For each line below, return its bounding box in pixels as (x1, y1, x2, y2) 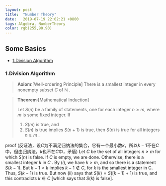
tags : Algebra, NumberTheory (5, 21, 66, 26)
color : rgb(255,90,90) (5, 26, 52, 31)
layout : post (5, 7, 32, 12)
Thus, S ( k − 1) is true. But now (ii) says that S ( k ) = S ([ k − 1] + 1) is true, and (5, 170, 158, 176)
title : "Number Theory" (5, 12, 57, 17)
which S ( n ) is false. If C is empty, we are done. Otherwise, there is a (5, 154, 144, 160)
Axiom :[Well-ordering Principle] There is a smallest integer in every (17, 81, 156, 87)
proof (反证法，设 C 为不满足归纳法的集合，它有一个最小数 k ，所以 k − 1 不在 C (5, 143, 159, 149)
